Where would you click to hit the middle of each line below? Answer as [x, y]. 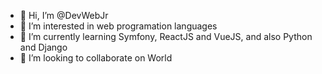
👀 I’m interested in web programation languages [118, 26]
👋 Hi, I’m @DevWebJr [64, 15]
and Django [43, 47]
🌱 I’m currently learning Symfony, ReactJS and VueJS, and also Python [166, 36]
